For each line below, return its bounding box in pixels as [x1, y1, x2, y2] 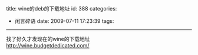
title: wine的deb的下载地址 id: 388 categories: [6, 5, 117, 12]
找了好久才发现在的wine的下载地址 [6, 36, 90, 42]
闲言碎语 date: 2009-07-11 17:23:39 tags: [14, 18, 114, 25]
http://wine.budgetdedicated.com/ [6, 42, 90, 49]
